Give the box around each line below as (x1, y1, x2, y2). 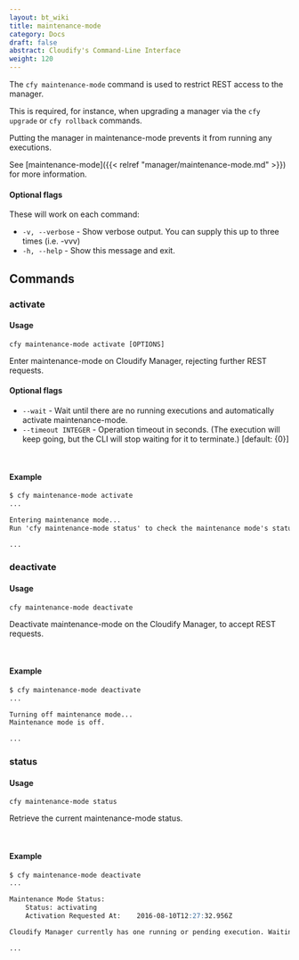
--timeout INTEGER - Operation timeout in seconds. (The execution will (21, 424, 280, 434)
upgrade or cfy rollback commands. (9, 115, 142, 126)
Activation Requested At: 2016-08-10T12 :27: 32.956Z (25, 912, 233, 921)
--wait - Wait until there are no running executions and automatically (21, 405, 274, 416)
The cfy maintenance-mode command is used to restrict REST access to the (9, 79, 284, 89)
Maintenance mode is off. (9, 718, 105, 727)
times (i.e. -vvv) (21, 236, 81, 246)
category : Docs (9, 29, 66, 38)
